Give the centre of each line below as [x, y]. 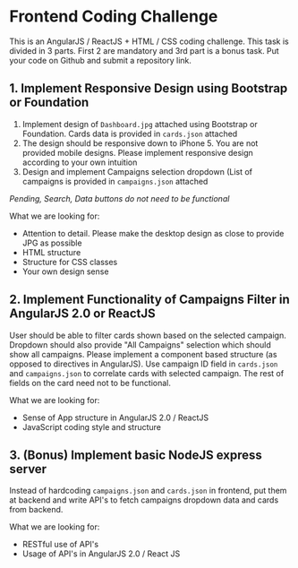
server [28, 469]
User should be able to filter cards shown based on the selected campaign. [148, 335]
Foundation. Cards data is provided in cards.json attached [130, 133]
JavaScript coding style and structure [92, 426]
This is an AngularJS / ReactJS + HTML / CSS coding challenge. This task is [149, 41]
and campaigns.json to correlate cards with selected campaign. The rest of [147, 373]
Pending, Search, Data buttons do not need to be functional [119, 198]
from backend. [36, 510]
